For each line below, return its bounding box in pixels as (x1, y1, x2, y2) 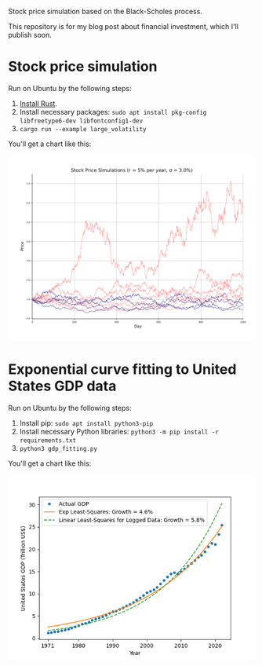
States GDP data (8, 377, 117, 395)
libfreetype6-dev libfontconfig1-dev (19, 117, 144, 125)
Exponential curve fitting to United (8, 360, 237, 379)
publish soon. (8, 31, 53, 39)
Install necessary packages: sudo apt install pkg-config (19, 107, 207, 116)
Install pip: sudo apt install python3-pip (19, 418, 154, 427)
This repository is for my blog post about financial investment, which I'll (8, 22, 239, 31)
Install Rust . (19, 98, 57, 108)
